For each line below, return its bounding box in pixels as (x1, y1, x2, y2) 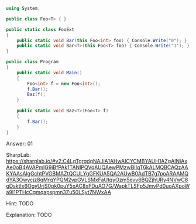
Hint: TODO (6, 200, 34, 207)
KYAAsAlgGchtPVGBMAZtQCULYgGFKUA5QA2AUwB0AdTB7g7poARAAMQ (6, 170, 189, 177)
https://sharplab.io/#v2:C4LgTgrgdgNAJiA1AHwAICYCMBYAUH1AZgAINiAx (6, 158, 188, 165)
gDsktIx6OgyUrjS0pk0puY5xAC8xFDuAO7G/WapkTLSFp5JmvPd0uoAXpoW (6, 182, 190, 189)
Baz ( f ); (27, 91, 46, 98)
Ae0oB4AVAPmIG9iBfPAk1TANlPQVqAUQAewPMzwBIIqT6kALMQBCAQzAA (6, 164, 188, 171)
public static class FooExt (6, 26, 75, 32)
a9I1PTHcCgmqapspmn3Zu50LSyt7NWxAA (6, 189, 111, 196)
